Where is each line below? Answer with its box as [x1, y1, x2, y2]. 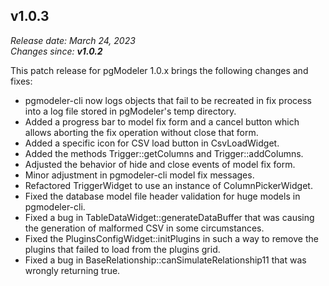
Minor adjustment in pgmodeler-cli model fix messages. [24, 169, 255, 181]
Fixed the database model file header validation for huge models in [24, 190, 301, 202]
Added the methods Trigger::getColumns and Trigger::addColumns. [24, 147, 304, 159]
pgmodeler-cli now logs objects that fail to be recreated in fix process [24, 94, 313, 106]
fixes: [10, 75, 33, 87]
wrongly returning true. [24, 264, 121, 276]
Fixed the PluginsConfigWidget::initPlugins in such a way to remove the [24, 232, 319, 244]
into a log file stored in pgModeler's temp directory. [24, 105, 237, 117]
